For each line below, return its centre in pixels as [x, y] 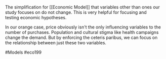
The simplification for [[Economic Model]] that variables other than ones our [83, 7]
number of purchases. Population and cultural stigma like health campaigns [82, 32]
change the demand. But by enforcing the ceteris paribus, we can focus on [81, 37]
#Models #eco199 [23, 52]
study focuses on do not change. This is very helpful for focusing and [76, 12]
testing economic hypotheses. [36, 17]
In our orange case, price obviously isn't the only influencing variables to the [83, 27]
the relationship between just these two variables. [56, 43]
